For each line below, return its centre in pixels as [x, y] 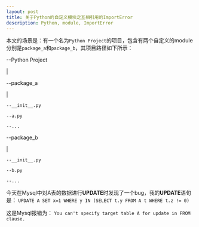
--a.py [14, 116]
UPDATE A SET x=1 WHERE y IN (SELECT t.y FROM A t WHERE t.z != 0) [104, 201]
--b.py [14, 171]
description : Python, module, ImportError [60, 23]
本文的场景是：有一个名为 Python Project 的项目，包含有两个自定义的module [99, 41]
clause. [16, 219]
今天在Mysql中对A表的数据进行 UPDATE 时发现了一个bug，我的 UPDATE [94, 193]
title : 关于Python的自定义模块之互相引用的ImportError [70, 17]
